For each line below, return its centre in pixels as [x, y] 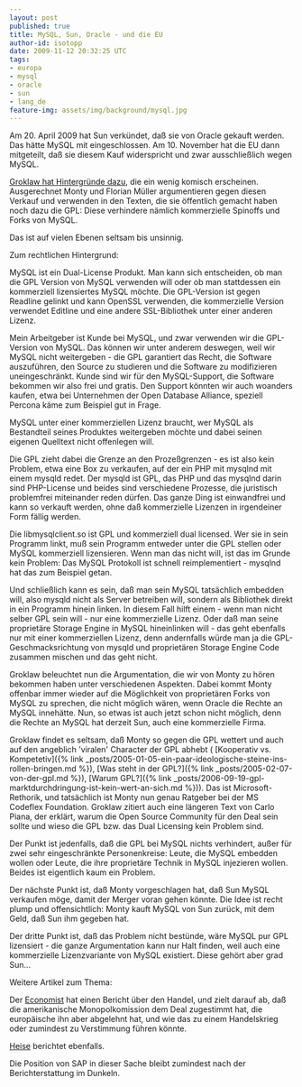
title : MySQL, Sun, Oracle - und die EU [87, 34]
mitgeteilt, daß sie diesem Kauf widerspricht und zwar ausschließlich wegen [151, 155]
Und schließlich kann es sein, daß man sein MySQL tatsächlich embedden [146, 590]
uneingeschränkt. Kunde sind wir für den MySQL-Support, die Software [142, 376]
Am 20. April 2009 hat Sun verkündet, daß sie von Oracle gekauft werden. [147, 135]
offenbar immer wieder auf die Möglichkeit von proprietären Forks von [140, 694]
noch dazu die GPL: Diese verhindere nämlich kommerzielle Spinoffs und [145, 211]
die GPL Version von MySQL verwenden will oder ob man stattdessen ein [145, 282]
